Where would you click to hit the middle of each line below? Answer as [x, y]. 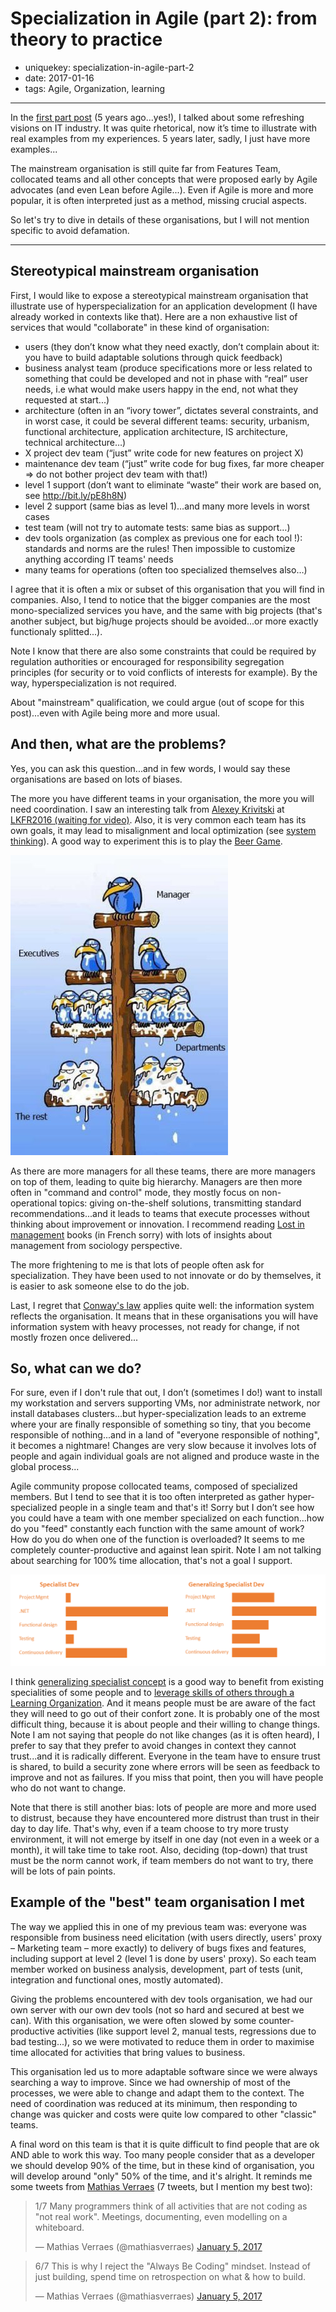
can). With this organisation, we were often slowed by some [133, 2020]
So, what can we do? [76, 1368]
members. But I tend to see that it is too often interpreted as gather [148, 1497]
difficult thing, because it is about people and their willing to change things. [165, 1724]
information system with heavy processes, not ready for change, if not [155, 1326]
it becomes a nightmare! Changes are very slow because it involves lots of [163, 1446]
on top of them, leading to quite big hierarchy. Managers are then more [156, 1181]
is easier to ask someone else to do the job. [100, 1286]
